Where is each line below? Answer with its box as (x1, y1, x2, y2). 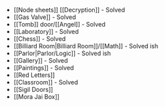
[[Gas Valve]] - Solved (13, 13, 76, 21)
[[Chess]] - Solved (13, 35, 66, 43)
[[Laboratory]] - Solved (13, 27, 79, 35)
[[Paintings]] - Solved (13, 64, 74, 72)
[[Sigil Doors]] (13, 85, 53, 93)
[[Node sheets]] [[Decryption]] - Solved (13, 6, 125, 14)
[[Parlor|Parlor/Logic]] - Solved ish (13, 49, 111, 57)
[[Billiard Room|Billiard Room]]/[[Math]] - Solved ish (13, 42, 159, 50)
